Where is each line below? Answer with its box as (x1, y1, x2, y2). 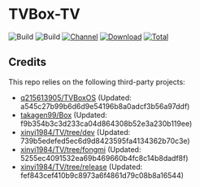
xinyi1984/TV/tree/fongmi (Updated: (20, 144, 141, 154)
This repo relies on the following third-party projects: (8, 76, 185, 86)
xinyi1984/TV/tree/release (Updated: (20, 162, 143, 172)
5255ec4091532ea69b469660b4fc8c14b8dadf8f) (20, 153, 189, 163)
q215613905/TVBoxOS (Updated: (20, 93, 132, 102)
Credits (8, 55, 47, 69)
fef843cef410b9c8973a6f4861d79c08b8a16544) (20, 170, 185, 180)
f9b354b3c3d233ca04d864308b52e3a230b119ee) (20, 119, 193, 128)
